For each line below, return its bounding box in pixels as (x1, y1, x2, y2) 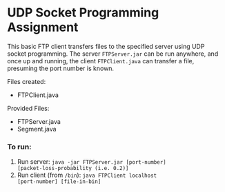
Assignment (7, 19, 79, 35)
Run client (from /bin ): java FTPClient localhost (17, 171, 157, 180)
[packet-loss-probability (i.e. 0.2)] (17, 165, 129, 172)
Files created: (7, 77, 46, 85)
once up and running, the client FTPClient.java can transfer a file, (7, 56, 195, 65)
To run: (7, 142, 32, 151)
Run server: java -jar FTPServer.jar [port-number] (17, 158, 167, 166)
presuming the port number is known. (7, 64, 115, 72)
